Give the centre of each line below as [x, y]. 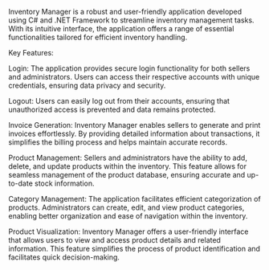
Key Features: [31, 53]
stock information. [65, 183]
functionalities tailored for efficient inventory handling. [98, 37]
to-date [21, 183]
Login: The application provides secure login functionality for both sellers [129, 68]
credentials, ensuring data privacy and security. [87, 85]
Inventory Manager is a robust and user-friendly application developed [125, 12]
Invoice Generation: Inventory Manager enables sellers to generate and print [134, 125]
